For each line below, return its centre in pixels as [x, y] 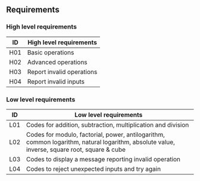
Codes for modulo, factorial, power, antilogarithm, [95, 134]
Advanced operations [57, 62]
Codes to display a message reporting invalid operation [103, 159]
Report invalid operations [62, 72]
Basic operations [51, 52]
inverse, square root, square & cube [76, 149]
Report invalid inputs [56, 81]
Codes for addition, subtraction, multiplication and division [107, 125]
